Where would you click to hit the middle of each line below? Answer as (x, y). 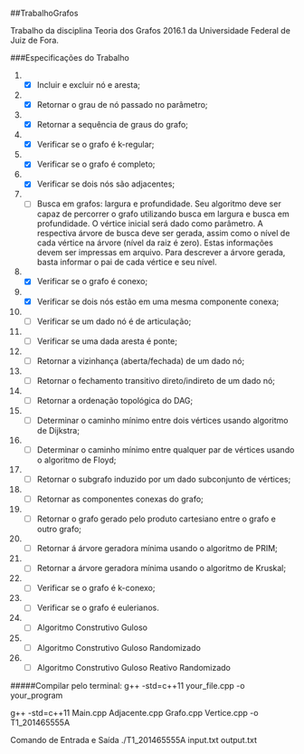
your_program (37, 695)
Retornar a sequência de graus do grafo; (113, 125)
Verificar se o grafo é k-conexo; (96, 588)
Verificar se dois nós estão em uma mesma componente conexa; (158, 301)
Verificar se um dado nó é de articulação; (114, 321)
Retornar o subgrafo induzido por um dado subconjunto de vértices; (164, 479)
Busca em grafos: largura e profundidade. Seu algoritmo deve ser (159, 204)
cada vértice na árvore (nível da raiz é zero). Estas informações (155, 243)
